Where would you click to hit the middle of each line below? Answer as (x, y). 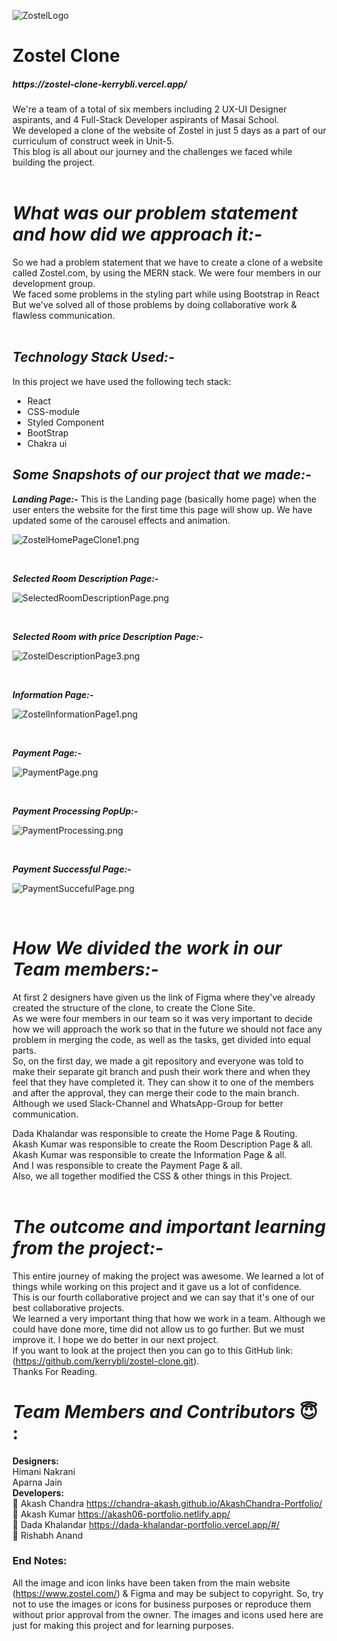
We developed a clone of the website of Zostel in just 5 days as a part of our (169, 131)
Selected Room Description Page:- (85, 578)
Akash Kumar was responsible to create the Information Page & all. (149, 1154)
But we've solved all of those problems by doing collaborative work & (154, 305)
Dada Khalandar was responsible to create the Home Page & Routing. (155, 1133)
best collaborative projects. (68, 1307)
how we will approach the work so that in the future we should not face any (167, 1029)
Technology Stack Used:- (93, 357)
